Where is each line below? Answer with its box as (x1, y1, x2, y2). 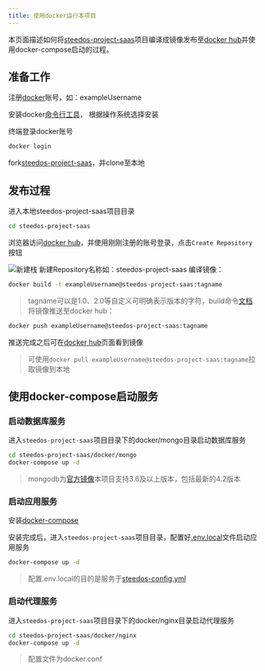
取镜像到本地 (27, 364, 70, 373)
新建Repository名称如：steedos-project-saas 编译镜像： (38, 265, 224, 274)
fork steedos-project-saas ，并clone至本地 (8, 158, 146, 168)
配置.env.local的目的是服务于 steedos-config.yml (27, 574, 186, 583)
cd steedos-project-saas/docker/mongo (8, 452, 137, 460)
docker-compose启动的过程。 (14, 45, 114, 54)
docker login (8, 143, 52, 151)
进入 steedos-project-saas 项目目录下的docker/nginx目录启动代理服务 (8, 615, 235, 625)
